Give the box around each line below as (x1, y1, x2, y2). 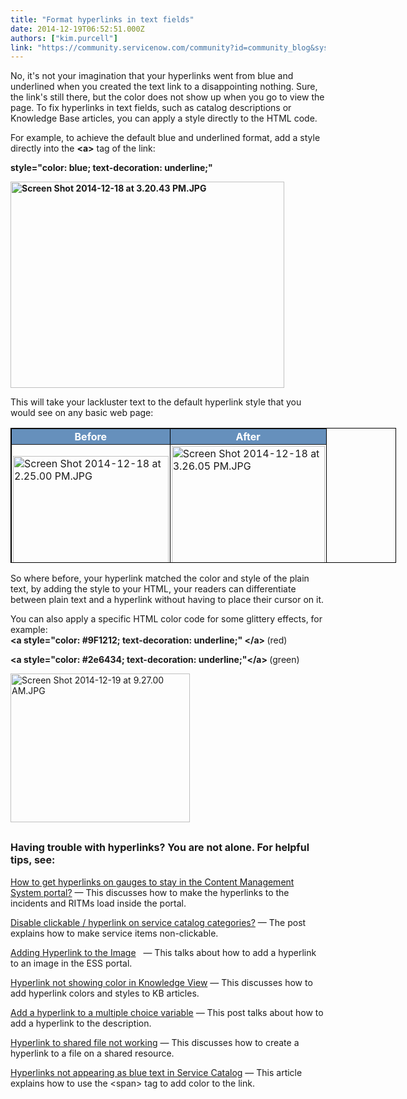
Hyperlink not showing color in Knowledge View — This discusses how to (10, 977, 313, 989)
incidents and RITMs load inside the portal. (10, 897, 187, 910)
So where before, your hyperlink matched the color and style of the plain (10, 572, 310, 585)
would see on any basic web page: (10, 407, 154, 419)
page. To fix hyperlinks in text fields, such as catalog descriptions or (10, 102, 292, 114)
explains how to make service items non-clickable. (10, 927, 219, 940)
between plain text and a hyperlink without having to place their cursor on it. (10, 594, 325, 606)
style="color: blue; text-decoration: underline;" (10, 162, 213, 174)
